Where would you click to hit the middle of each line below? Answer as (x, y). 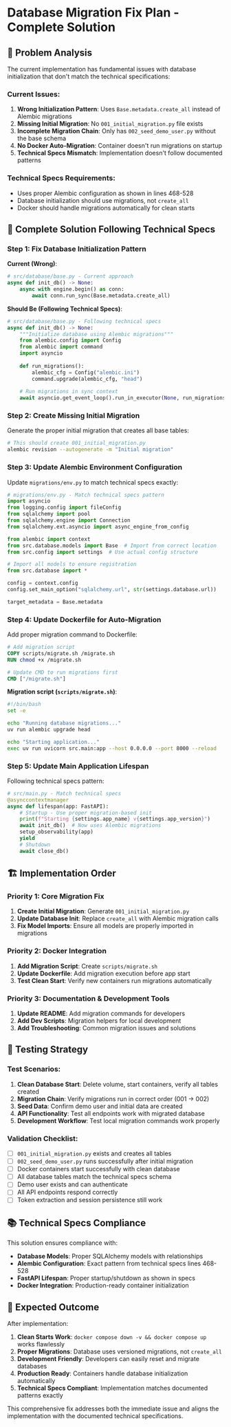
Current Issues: (34, 94)
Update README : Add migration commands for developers (101, 1013)
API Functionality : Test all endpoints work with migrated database (111, 1113)
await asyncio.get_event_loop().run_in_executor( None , (100, 398)
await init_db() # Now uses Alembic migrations (90, 826)
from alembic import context (49, 539)
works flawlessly (41, 1345)
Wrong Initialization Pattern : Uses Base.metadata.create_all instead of (119, 109)
